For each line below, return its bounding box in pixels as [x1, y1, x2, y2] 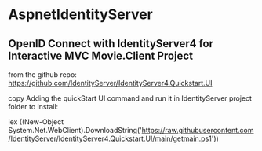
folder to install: [8, 102, 59, 111]
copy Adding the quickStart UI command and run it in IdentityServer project [8, 94, 253, 103]
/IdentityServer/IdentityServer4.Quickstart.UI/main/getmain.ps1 [8, 134, 212, 143]
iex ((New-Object [8, 117, 64, 127]
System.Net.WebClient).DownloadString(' [8, 126, 143, 134]
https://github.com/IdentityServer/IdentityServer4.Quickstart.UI [8, 79, 213, 87]
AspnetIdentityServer [8, 6, 153, 24]
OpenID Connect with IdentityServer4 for [8, 37, 214, 50]
